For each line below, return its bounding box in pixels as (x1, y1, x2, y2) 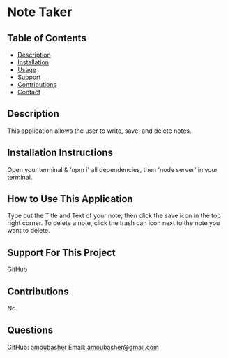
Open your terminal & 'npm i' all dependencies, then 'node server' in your (7, 165, 218, 173)
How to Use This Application (7, 193, 134, 205)
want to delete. (7, 227, 50, 235)
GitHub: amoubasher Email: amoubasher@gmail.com (7, 343, 159, 351)
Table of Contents (7, 32, 87, 44)
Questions (7, 324, 54, 336)
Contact (17, 88, 40, 96)
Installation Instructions (7, 147, 114, 159)
